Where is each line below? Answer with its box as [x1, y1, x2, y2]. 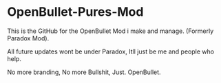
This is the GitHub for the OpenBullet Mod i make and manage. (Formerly [7, 27, 214, 35]
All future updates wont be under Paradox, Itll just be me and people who [7, 47, 215, 56]
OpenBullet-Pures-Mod [7, 4, 144, 20]
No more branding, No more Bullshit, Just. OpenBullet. [7, 68, 161, 76]
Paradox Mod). [7, 34, 50, 42]
